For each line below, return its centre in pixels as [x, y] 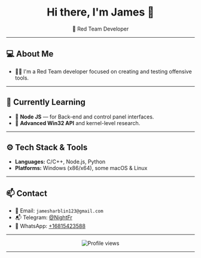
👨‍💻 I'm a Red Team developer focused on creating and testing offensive [103, 71]
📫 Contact [27, 193]
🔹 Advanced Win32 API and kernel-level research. [77, 123]
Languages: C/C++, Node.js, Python [60, 162]
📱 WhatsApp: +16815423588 [50, 226]
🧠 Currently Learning [46, 102]
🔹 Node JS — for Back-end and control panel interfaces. [84, 117]
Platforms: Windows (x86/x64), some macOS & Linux [81, 168]
